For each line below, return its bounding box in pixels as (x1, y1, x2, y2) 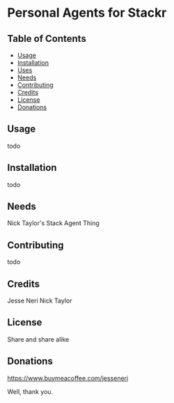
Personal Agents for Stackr (7, 5, 167, 21)
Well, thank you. (7, 387, 54, 395)
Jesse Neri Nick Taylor (7, 296, 72, 305)
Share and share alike (7, 335, 70, 343)
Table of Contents (7, 33, 87, 45)
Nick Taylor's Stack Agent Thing (7, 219, 100, 227)
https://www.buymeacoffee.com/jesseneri (7, 374, 129, 382)
